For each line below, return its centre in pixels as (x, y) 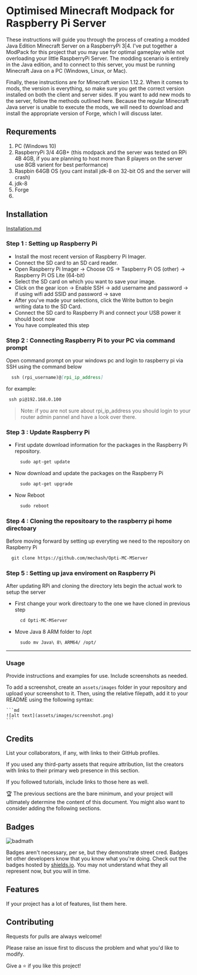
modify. (15, 954)
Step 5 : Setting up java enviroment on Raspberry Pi (81, 573)
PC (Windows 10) (35, 146)
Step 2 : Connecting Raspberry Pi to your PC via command (91, 340)
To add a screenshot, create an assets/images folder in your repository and (96, 687)
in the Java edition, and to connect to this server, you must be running (91, 64)
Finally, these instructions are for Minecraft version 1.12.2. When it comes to (97, 82)
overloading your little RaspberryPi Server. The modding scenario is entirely (98, 58)
